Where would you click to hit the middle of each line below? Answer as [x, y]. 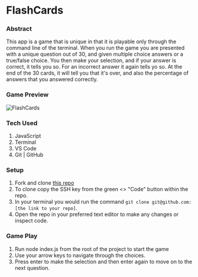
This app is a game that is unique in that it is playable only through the [91, 41]
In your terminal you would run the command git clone [82, 202]
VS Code [25, 149]
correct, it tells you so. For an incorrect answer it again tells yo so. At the [94, 67]
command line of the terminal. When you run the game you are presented [95, 48]
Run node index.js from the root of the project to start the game [92, 249]
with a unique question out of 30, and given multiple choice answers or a [95, 54]
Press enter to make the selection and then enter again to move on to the [103, 262]
